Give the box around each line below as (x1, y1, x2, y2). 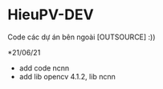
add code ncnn (18, 63, 70, 73)
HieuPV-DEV (7, 6, 94, 24)
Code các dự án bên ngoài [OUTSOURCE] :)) (7, 32, 156, 42)
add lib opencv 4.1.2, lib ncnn (18, 71, 116, 81)
